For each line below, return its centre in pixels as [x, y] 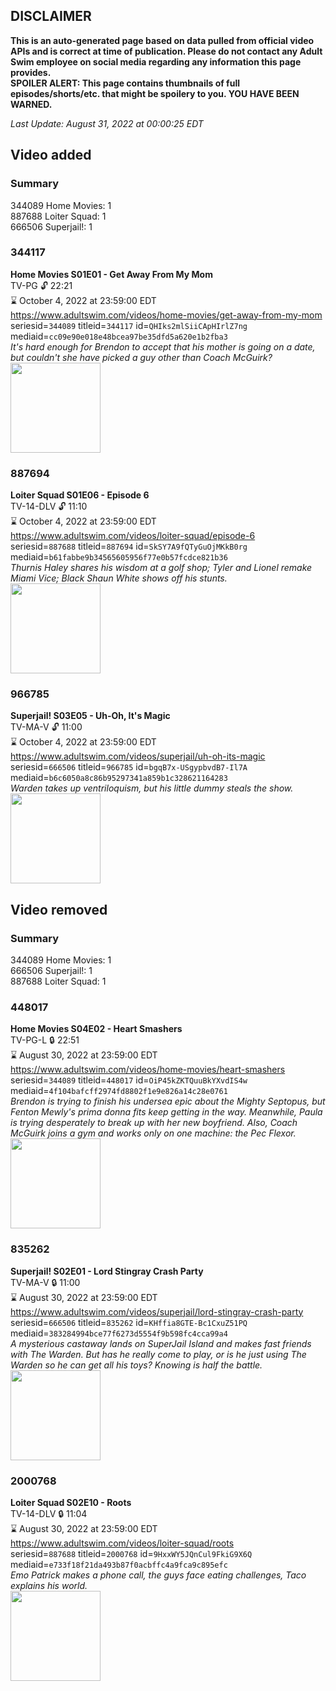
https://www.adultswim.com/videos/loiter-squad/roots [122, 1543]
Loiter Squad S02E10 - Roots [71, 1502]
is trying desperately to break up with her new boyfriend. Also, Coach [154, 1123]
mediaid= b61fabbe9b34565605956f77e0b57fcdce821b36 [119, 557]
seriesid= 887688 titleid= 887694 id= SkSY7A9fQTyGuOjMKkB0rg [129, 546]
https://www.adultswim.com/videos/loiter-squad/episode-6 [133, 536]
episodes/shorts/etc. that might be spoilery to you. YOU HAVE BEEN [155, 93]
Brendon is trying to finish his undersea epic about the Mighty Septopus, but [168, 1101]
